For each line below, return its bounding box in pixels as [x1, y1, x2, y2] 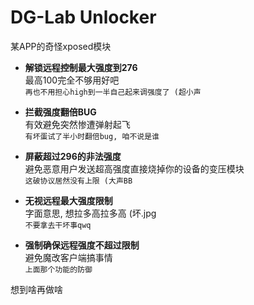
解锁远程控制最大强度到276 [24, 61, 138, 73]
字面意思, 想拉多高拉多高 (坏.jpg [24, 207, 157, 219]
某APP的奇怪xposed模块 [10, 40, 112, 52]
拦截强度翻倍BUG [24, 106, 97, 118]
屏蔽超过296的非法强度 [24, 150, 122, 162]
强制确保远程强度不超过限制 [24, 239, 140, 251]
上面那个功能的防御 [24, 264, 93, 275]
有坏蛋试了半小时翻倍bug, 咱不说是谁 [24, 131, 160, 141]
